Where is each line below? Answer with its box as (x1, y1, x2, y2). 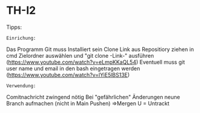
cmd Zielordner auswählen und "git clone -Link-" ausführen (6, 52, 154, 59)
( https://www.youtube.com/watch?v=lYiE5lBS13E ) (6, 71, 130, 78)
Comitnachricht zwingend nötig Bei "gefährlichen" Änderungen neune (6, 93, 181, 100)
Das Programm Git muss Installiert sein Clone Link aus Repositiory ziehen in (6, 46, 194, 53)
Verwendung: (6, 82, 36, 89)
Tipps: (6, 23, 22, 31)
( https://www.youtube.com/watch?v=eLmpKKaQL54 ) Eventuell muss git (6, 58, 185, 66)
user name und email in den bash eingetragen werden (6, 64, 140, 72)
